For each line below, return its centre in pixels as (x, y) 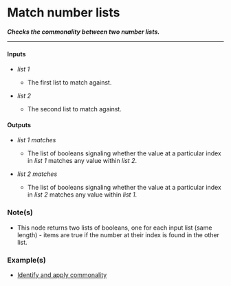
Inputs (16, 54)
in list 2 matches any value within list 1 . (82, 195)
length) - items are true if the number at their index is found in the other (118, 234)
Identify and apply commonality (62, 275)
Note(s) (20, 212)
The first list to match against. (69, 82)
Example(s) (26, 260)
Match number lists (64, 13)
